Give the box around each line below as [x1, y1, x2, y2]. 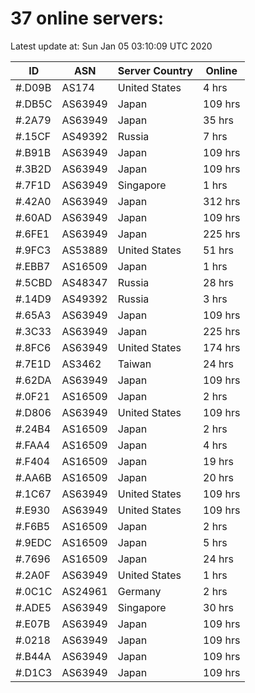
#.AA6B [15, 470, 52, 484]
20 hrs [203, 470, 234, 484]
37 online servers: [10, 7, 165, 30]
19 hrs [203, 454, 234, 468]
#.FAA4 [15, 438, 51, 452]
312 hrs [203, 194, 241, 208]
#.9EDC [15, 535, 52, 549]
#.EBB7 [15, 259, 51, 273]
